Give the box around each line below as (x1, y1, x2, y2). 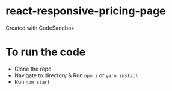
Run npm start (14, 78, 51, 85)
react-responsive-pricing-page (5, 4, 166, 18)
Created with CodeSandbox (5, 24, 75, 31)
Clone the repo (14, 65, 52, 72)
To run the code (5, 45, 86, 59)
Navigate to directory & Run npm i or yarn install (14, 71, 139, 79)
